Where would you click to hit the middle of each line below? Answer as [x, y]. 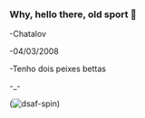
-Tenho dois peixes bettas [58, 69]
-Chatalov [28, 34]
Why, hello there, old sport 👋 [73, 14]
